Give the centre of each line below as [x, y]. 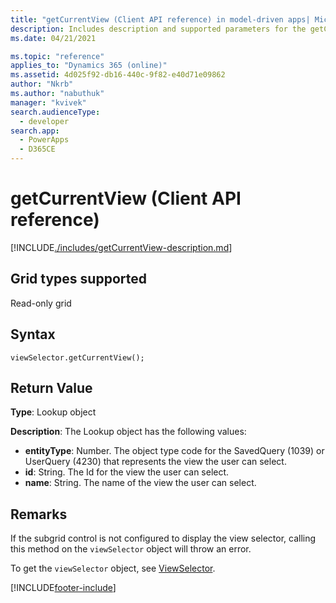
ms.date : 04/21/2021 [53, 38]
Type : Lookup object [53, 412]
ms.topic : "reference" [57, 56]
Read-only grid [41, 303]
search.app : [35, 131]
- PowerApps [44, 140]
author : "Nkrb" [42, 84]
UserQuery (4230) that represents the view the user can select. [155, 462]
